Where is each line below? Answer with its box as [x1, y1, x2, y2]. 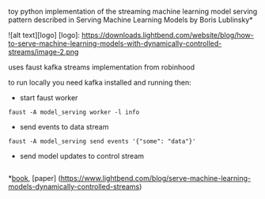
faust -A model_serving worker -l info [8, 108, 140, 116]
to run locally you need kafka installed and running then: [8, 78, 191, 87]
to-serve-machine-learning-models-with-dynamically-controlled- [8, 39, 222, 48]
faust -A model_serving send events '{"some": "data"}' [8, 137, 196, 145]
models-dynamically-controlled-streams [8, 182, 140, 191]
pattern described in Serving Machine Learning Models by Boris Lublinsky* [8, 15, 253, 24]
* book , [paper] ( [8, 174, 61, 182]
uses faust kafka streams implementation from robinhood [8, 62, 195, 72]
